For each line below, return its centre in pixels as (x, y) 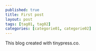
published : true (22, 10)
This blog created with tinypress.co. (42, 43)
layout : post (19, 19)
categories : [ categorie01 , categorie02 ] (49, 29)
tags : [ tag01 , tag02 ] (28, 24)
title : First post (25, 15)
